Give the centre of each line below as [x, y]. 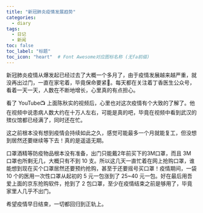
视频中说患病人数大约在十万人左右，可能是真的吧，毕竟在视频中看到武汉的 [104, 112]
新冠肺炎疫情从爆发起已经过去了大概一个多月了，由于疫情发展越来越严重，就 [101, 75]
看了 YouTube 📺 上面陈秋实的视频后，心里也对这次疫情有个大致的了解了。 [98, 103]
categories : [21, 18]
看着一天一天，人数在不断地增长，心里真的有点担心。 [72, 90]
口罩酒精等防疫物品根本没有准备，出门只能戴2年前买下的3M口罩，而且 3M [99, 153]
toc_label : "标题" [28, 51]
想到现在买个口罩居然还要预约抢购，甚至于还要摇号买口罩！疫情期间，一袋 [104, 168]
